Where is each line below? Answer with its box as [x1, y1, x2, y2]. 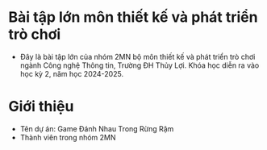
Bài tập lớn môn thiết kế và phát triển [8, 8, 258, 27]
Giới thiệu [8, 98, 74, 116]
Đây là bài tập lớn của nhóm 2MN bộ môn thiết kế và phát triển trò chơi [19, 52, 256, 61]
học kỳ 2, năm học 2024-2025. [19, 69, 123, 78]
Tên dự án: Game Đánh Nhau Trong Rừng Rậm [19, 123, 174, 133]
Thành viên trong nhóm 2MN [19, 132, 116, 142]
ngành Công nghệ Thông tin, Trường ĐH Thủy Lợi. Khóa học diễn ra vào [19, 60, 260, 70]
